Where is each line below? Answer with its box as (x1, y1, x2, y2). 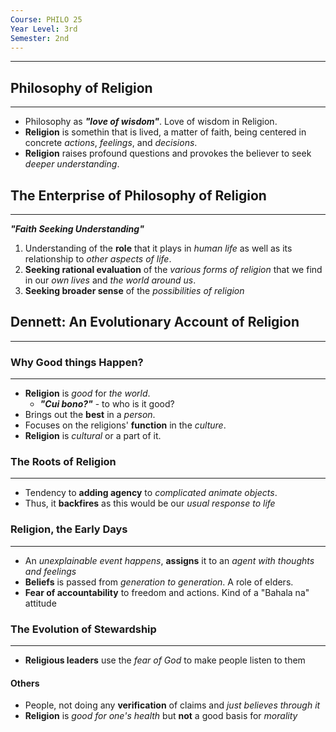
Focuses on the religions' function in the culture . (24, 419, 227, 431)
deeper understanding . (24, 158, 120, 170)
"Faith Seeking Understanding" (10, 223, 145, 235)
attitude (24, 597, 57, 609)
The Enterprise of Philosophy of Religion (10, 187, 267, 204)
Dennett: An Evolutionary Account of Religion (10, 314, 300, 331)
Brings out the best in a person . (24, 409, 156, 421)
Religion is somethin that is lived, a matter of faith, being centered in (24, 126, 307, 138)
